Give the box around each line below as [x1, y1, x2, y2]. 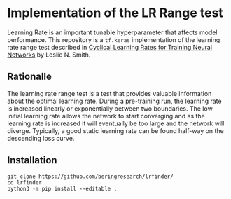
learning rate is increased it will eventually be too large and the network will [7, 119, 225, 128]
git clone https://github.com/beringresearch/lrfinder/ [7, 173, 174, 180]
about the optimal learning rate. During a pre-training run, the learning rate [7, 97, 222, 105]
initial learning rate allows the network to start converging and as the [7, 111, 205, 120]
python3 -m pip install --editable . [7, 185, 118, 192]
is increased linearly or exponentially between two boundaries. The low [7, 104, 213, 113]
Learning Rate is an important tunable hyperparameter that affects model [7, 28, 218, 36]
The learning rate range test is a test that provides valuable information [7, 89, 212, 97]
